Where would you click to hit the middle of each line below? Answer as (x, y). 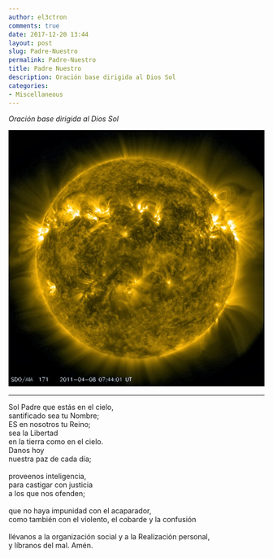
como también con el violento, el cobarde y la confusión (102, 519)
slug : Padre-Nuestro (43, 52)
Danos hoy (26, 450)
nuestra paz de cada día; (50, 459)
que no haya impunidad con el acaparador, (80, 510)
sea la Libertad (33, 433)
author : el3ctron (38, 17)
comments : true (34, 26)
